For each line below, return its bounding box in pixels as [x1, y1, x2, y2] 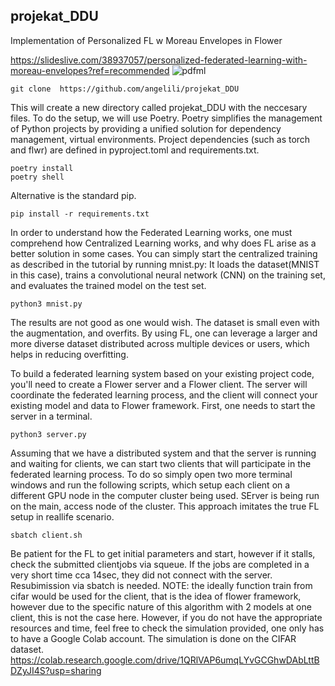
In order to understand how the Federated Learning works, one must [10, 226, 293, 238]
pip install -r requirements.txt [10, 209, 150, 219]
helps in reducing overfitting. [10, 348, 129, 360]
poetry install [10, 163, 74, 173]
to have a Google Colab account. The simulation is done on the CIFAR [10, 632, 297, 644]
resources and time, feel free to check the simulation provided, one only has [10, 622, 325, 634]
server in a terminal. [10, 410, 93, 422]
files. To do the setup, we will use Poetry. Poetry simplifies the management [10, 112, 323, 124]
